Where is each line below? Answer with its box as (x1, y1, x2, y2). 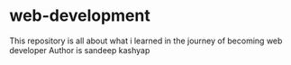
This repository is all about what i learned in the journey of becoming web (9, 35, 283, 46)
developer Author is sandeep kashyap (9, 44, 150, 55)
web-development (9, 5, 150, 26)
